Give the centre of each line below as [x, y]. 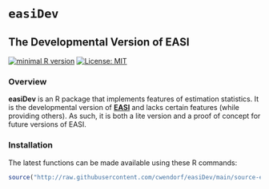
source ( [21, 177]
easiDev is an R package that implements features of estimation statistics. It [133, 99]
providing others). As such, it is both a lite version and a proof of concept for [134, 116]
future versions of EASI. [47, 124]
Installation [31, 145]
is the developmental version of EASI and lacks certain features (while [124, 108]
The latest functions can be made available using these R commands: [123, 163]
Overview [28, 81]
